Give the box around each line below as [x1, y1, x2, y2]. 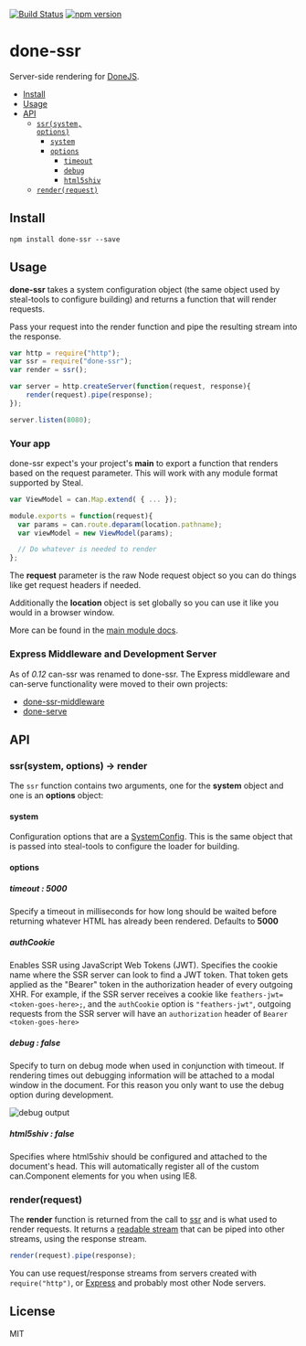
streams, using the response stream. [9, 1234, 148, 1245]
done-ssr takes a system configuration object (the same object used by [9, 283, 280, 294]
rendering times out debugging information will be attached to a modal [9, 1070, 275, 1081]
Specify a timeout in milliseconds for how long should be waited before [9, 905, 277, 916]
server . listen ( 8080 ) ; [9, 415, 92, 424]
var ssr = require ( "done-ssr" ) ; [9, 357, 132, 366]
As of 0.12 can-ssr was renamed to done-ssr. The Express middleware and [9, 668, 290, 679]
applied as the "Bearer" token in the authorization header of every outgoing [9, 978, 294, 989]
